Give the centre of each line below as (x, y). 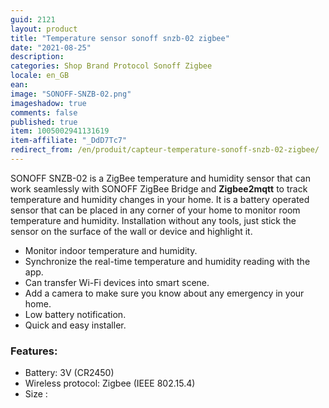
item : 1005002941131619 (60, 131)
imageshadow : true (48, 103)
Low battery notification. (75, 314)
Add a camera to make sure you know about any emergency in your (164, 293)
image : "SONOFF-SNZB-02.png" (71, 94)
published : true (44, 122)
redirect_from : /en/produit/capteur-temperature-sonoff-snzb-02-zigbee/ (165, 150)
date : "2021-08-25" (51, 47)
